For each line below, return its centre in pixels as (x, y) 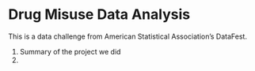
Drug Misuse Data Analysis (99, 15)
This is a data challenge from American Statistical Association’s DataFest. (128, 36)
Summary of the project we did (70, 51)
